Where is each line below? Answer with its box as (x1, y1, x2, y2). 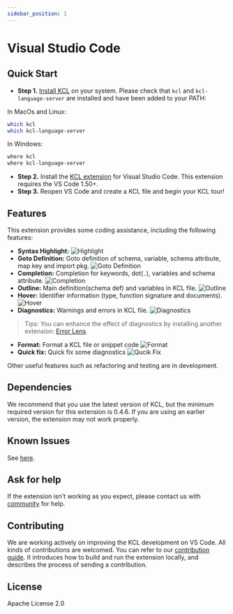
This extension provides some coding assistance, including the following (7, 226, 216, 234)
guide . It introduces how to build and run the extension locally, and (7, 553, 199, 562)
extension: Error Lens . (24, 327, 89, 335)
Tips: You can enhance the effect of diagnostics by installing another (24, 319, 223, 328)
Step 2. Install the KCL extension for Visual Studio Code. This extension (17, 172, 223, 181)
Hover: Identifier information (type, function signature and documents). (17, 291, 223, 300)
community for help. (7, 500, 66, 508)
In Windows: (7, 140, 43, 148)
